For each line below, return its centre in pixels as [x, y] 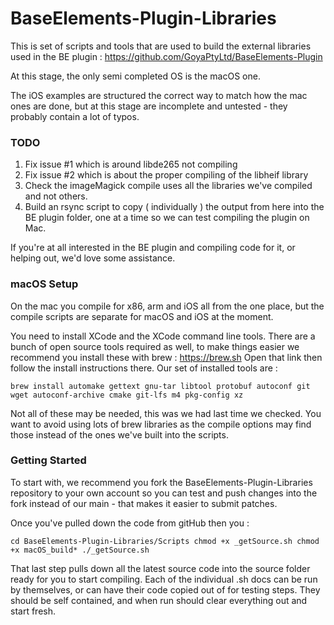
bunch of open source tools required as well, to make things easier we [155, 346]
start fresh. [33, 611]
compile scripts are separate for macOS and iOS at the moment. [142, 316]
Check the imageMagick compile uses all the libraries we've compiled [168, 186]
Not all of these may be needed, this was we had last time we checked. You [166, 413]
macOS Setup [44, 284]
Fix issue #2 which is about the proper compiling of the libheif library [166, 175]
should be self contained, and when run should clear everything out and [159, 600]
